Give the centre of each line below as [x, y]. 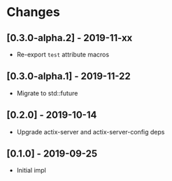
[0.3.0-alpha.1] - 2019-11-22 [69, 76]
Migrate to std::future [47, 93]
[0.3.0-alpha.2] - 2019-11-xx [70, 38]
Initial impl [31, 171]
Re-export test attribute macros [63, 54]
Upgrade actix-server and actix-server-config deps [91, 132]
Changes [33, 12]
